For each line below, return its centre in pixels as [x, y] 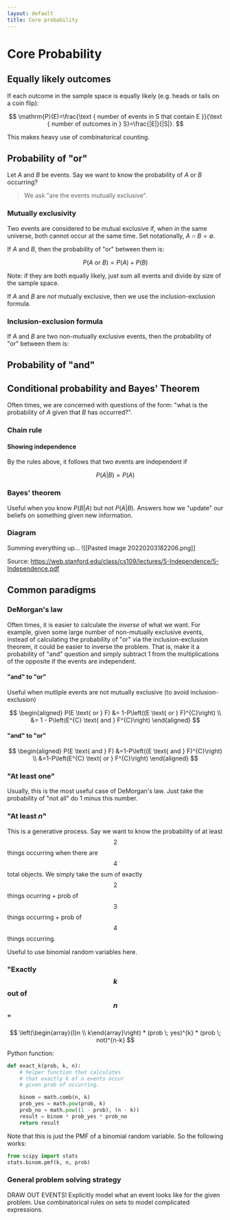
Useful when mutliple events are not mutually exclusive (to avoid [98, 692]
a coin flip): [23, 103]
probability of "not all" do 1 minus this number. [72, 798]
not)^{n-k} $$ [115, 1040]
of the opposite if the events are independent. [72, 661]
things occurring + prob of [45, 917]
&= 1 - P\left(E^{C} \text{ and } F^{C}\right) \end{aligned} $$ [115, 720]
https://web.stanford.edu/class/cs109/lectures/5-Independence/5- [125, 561]
